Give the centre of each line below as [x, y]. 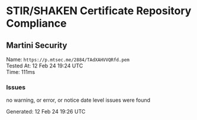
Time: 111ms [21, 72]
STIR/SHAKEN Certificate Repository [99, 11]
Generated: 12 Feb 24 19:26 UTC [46, 112]
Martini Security [37, 45]
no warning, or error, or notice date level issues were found [78, 100]
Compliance [36, 23]
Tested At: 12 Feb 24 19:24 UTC [45, 66]
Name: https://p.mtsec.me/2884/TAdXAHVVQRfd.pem [68, 59]
